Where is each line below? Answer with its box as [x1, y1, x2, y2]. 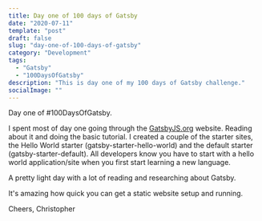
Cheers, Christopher [8, 204, 76, 214]
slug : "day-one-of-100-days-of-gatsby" [8, 42, 142, 50]
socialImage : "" [8, 86, 62, 94]
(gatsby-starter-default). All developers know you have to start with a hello [8, 149, 255, 159]
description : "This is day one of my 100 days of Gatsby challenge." [8, 78, 246, 86]
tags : [8, 57, 26, 65]
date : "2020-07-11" [8, 19, 74, 27]
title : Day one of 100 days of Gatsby [8, 11, 138, 20]
